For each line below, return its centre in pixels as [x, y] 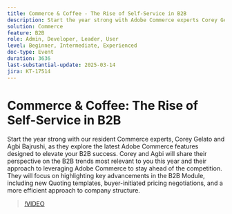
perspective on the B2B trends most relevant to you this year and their [107, 161]
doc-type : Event [30, 52]
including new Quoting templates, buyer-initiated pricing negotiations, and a [115, 183]
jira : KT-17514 [29, 71]
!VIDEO [34, 204]
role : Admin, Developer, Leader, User [63, 39]
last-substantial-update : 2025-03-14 [61, 65]
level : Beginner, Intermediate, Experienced [72, 46]
